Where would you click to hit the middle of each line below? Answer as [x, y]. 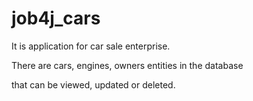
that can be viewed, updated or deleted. [93, 84]
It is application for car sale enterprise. [91, 46]
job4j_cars [56, 18]
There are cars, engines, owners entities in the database [127, 65]
